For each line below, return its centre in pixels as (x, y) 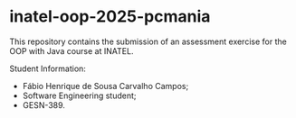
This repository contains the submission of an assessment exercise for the (148, 41)
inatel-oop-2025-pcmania (110, 17)
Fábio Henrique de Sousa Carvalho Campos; (105, 86)
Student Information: (48, 68)
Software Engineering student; (80, 95)
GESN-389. (44, 104)
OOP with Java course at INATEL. (72, 50)
